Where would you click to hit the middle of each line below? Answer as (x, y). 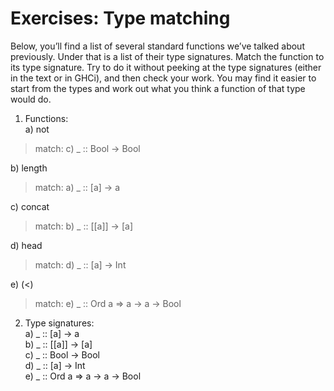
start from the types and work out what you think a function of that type (158, 88)
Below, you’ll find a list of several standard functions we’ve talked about (157, 46)
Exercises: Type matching (120, 18)
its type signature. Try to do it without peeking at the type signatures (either (166, 67)
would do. (31, 99)
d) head (26, 245)
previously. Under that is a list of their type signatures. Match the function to (167, 56)
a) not (37, 129)
